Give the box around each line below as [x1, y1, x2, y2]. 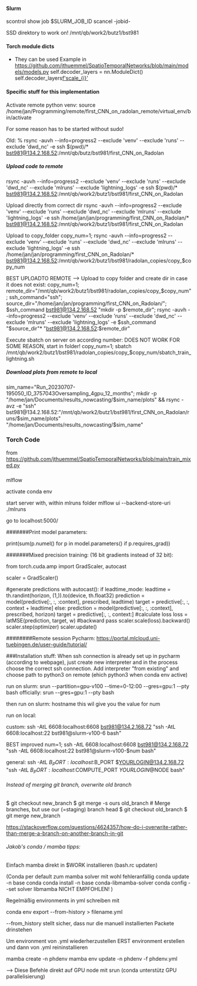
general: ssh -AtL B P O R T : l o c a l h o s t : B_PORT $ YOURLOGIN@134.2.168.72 [6, 758, 184, 767]
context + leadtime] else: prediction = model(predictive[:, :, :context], [6, 604, 173, 611]
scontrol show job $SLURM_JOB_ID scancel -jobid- [6, 18, 131, 25]
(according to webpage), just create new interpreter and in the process [6, 659, 178, 666]
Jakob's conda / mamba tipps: [6, 843, 81, 850]
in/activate [6, 114, 32, 121]
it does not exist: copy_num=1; [6, 281, 79, 288]
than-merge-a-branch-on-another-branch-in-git [6, 830, 123, 837]
